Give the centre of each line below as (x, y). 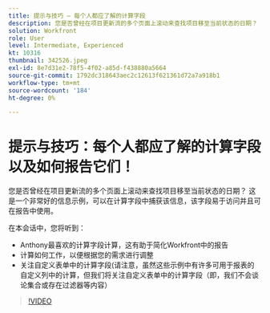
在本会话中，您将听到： (47, 228)
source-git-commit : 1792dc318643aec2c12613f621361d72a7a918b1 (114, 75)
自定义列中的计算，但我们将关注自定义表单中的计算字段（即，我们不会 (136, 275)
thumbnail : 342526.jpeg (48, 61)
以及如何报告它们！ (72, 167)
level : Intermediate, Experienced (66, 46)
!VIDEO (40, 301)
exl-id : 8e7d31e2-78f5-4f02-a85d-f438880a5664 (87, 68)
